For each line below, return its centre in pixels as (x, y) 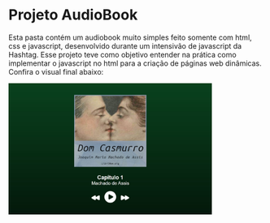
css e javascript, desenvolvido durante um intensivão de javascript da (125, 45)
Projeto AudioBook (73, 15)
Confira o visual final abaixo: (56, 71)
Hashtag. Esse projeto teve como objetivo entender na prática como (123, 54)
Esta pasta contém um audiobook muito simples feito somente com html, (130, 37)
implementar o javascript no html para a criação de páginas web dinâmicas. (135, 63)
